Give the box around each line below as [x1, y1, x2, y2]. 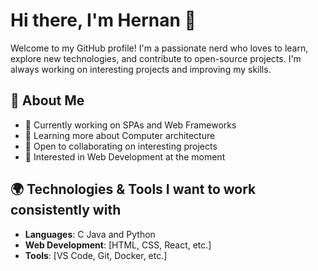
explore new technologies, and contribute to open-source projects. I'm [10, 52, 302, 64]
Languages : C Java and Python [24, 228, 156, 240]
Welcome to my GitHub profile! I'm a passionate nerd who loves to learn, [10, 42, 309, 54]
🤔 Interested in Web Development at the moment [24, 150, 226, 163]
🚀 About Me [10, 92, 85, 109]
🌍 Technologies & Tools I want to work [10, 181, 257, 198]
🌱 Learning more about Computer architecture [24, 129, 216, 141]
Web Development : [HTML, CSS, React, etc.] [24, 239, 212, 251]
